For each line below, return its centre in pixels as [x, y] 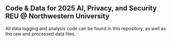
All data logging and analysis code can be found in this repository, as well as [86, 28]
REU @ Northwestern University [57, 16]
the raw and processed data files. [41, 34]
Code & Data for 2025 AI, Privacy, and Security [81, 8]
